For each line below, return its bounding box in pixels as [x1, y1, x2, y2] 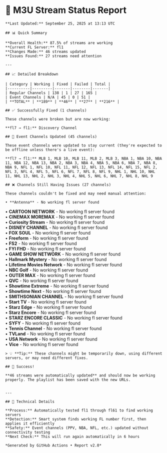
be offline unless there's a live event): [5, 147, 95, 152]
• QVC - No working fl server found [5, 277, 78, 283]
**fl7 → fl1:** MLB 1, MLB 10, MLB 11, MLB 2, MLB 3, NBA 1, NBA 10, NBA [5, 156, 162, 161]
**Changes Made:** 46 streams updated [5, 49, 86, 54]
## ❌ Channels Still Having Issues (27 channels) [5, 182, 111, 187]
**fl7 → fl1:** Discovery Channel [5, 125, 77, 130]
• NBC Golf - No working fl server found [5, 267, 88, 273]
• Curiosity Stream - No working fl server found [5, 219, 105, 225]
